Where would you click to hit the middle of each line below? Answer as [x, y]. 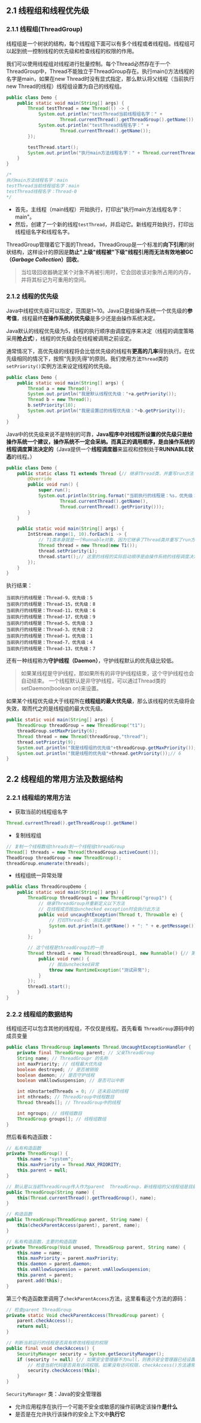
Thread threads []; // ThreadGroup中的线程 [69, 1103]
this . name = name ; [40, 1253]
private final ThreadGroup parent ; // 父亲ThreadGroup [86, 1053]
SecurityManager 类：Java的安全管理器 [54, 1394]
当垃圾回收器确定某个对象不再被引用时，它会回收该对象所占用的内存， [107, 272]
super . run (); [54, 490]
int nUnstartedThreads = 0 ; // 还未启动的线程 [73, 1091]
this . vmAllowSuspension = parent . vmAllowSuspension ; [84, 1270]
